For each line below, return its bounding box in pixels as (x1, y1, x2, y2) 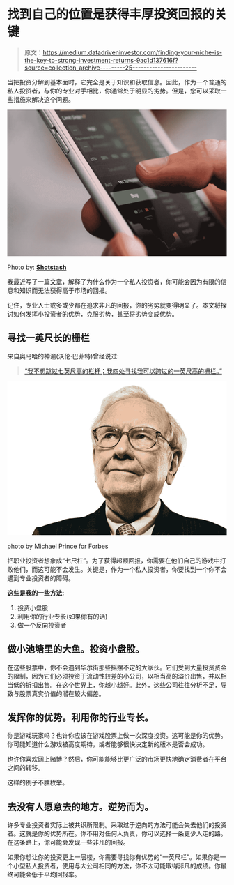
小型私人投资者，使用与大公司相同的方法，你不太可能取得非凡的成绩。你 (13, 862, 221, 870)
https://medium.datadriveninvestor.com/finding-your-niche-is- (42, 48, 223, 56)
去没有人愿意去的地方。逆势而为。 (7, 801, 154, 812)
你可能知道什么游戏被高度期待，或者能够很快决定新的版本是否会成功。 (7, 740, 209, 748)
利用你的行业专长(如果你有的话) (17, 612, 108, 621)
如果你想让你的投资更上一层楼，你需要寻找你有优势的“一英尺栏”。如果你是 (7, 853, 221, 861)
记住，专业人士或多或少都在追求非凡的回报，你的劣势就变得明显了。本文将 (7, 301, 221, 310)
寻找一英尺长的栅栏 (7, 332, 90, 344)
